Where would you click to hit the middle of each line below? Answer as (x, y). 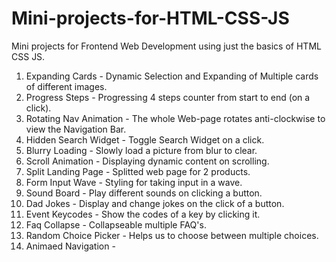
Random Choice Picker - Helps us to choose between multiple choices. (172, 235)
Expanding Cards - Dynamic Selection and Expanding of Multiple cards (172, 76)
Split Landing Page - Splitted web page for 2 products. (138, 171)
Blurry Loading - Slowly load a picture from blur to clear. (141, 150)
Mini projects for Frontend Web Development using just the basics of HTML (166, 46)
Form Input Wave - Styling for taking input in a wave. (134, 182)
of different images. (66, 86)
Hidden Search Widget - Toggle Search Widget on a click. (145, 139)
